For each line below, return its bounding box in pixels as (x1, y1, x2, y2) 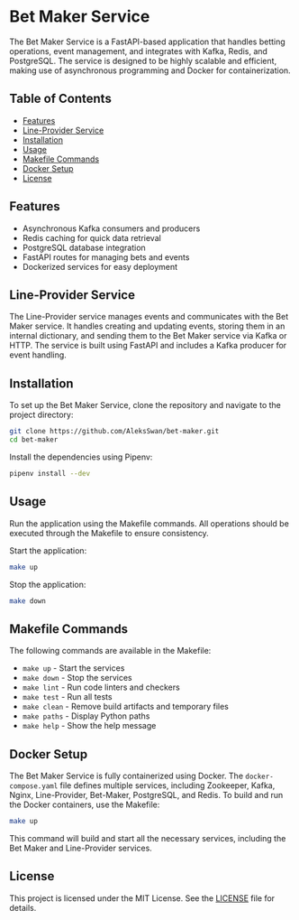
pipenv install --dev (9, 469, 91, 478)
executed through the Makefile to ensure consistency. (9, 527, 209, 538)
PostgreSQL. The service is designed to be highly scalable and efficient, (9, 55, 277, 66)
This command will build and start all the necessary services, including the (9, 832, 286, 843)
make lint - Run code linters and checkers (22, 682, 180, 692)
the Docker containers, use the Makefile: (9, 799, 160, 810)
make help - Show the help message (22, 720, 157, 731)
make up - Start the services (22, 663, 125, 674)
